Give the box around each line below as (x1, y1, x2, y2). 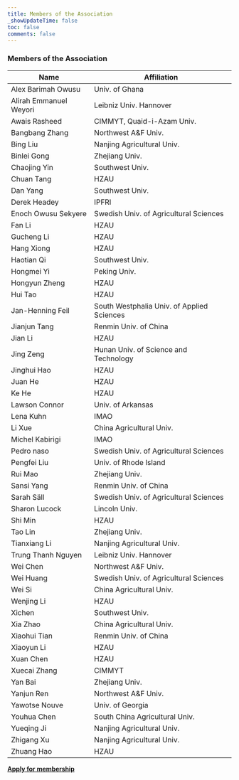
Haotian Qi (11, 255, 46, 265)
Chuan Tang (11, 173, 52, 183)
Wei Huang (11, 573, 48, 583)
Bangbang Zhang (11, 127, 69, 137)
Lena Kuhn (11, 411, 47, 421)
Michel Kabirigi (11, 434, 61, 444)
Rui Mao (11, 469, 38, 479)
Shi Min (11, 515, 36, 525)
